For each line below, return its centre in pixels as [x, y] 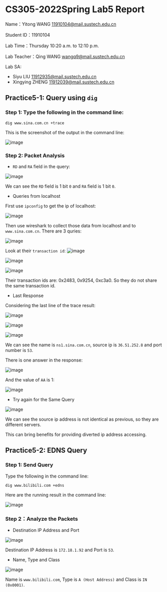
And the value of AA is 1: [30, 379]
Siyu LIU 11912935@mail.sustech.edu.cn [54, 76]
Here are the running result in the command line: [56, 495]
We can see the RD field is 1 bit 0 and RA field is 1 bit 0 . [60, 186]
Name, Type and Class [36, 559]
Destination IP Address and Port [46, 530]
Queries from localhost [36, 196]
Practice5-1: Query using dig [51, 98]
